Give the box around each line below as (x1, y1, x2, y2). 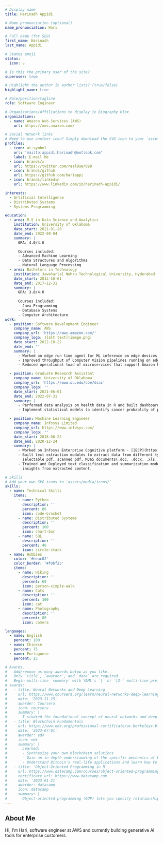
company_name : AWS (14, 326, 51, 331)
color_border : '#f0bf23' (14, 561, 64, 566)
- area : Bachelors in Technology (9, 267, 77, 272)
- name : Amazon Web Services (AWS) (9, 118, 81, 123)
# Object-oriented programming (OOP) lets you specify (5, 796, 131, 801)
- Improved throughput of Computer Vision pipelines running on (17, 358, 151, 363)
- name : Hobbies (9, 552, 42, 557)
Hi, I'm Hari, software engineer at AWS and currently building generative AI (5, 827, 155, 833)
